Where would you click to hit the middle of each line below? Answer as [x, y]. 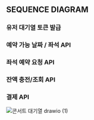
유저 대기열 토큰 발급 [34, 28]
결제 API [18, 97]
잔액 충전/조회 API [31, 80]
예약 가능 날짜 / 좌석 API [39, 45]
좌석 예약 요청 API [30, 63]
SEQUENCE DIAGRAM [47, 10]
